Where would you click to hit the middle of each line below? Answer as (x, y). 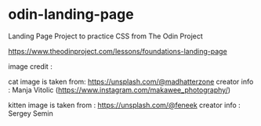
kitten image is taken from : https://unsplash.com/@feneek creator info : (124, 105)
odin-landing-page (71, 14)
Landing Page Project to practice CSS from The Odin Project (106, 36)
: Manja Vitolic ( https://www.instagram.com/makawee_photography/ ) (120, 90)
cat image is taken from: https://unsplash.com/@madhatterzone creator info (131, 81)
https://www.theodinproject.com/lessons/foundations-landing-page (118, 51)
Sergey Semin (31, 113)
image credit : (30, 66)
